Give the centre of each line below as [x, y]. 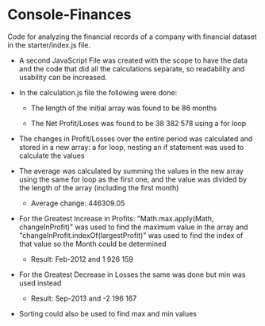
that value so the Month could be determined [92, 244]
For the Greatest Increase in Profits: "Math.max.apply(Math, [116, 218]
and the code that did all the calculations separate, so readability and [132, 68]
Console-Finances [69, 15]
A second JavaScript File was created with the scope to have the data [133, 60]
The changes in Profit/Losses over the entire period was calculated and [136, 138]
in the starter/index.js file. [49, 44]
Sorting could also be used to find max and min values [108, 313]
